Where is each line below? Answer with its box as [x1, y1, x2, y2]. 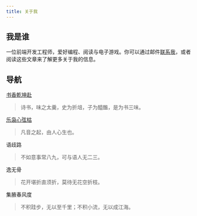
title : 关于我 [6, 8, 38, 15]
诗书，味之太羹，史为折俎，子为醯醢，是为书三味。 [20, 104, 144, 111]
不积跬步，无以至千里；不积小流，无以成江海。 [20, 204, 134, 211]
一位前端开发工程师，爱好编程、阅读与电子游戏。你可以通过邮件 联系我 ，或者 [6, 48, 191, 56]
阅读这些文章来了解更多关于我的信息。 [6, 56, 98, 63]
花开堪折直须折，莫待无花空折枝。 [20, 178, 103, 185]
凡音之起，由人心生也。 [20, 129, 77, 136]
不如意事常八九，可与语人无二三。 [20, 154, 103, 161]
